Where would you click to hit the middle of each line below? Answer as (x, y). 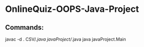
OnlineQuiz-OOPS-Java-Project (72, 9)
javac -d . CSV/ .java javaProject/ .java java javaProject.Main (66, 39)
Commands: (25, 27)
